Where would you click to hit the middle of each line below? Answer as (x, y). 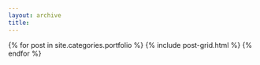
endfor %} (25, 53)
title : (19, 23)
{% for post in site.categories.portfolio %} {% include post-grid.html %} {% (130, 45)
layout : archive (35, 15)
